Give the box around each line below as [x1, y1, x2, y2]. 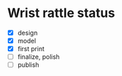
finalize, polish [17, 53, 60, 61]
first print [17, 45, 44, 53]
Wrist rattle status [7, 5, 115, 21]
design [17, 28, 38, 37]
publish [17, 60, 39, 69]
